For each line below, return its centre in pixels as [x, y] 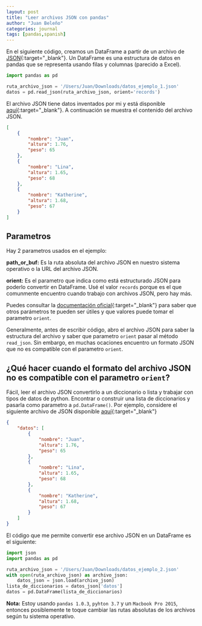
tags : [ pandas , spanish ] [36, 34]
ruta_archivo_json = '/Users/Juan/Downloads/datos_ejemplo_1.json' [93, 86]
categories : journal [32, 29]
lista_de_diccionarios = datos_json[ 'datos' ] [64, 586]
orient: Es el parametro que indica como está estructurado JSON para [93, 281]
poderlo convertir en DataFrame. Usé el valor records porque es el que [94, 287]
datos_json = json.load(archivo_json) [66, 581]
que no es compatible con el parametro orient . [65, 349]
